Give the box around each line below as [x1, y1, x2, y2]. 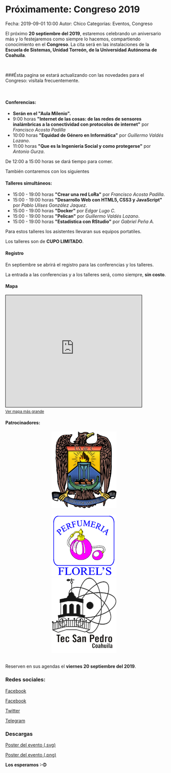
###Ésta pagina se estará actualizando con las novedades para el [5, 72, 144, 78]
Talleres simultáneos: [5, 180, 52, 186]
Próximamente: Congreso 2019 [5, 4, 140, 15]
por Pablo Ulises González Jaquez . [12, 202, 88, 208]
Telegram [5, 717, 26, 723]
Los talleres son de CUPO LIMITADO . [5, 238, 84, 245]
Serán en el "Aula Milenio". [12, 111, 71, 117]
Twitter [5, 708, 20, 714]
